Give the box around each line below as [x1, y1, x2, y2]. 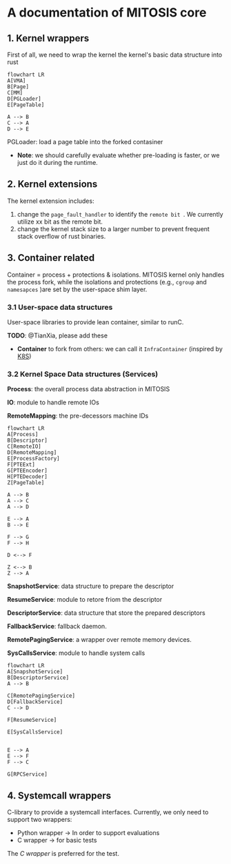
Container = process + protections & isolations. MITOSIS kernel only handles [7, 271, 225, 279]
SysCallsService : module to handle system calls [7, 649, 145, 657]
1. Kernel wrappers [7, 32, 90, 44]
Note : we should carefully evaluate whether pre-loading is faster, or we [17, 151, 220, 159]
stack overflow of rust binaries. [17, 232, 106, 240]
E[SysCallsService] [7, 729, 63, 736]
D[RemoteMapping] [7, 449, 57, 456]
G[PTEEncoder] [7, 467, 48, 474]
